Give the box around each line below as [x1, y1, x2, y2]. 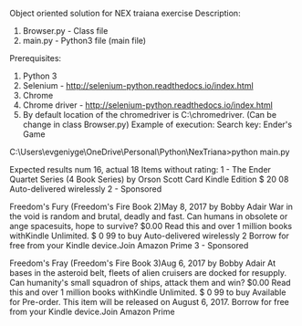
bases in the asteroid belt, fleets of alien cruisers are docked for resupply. [9, 268, 287, 278]
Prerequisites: [9, 53, 62, 63]
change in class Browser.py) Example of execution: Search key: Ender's [22, 119, 293, 130]
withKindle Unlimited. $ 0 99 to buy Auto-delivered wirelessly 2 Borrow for [9, 230, 290, 241]
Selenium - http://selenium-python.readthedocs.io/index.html [22, 80, 254, 90]
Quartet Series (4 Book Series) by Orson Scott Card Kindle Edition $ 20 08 [9, 174, 289, 184]
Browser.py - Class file [22, 26, 109, 36]
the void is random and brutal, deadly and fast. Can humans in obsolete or [9, 211, 288, 222]
